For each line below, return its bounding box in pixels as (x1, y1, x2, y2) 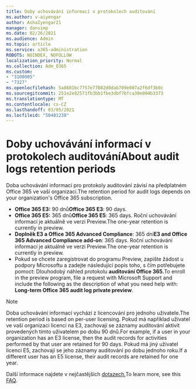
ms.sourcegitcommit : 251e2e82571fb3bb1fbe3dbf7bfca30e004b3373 (6, 90, 164, 96)
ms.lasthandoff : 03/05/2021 (6, 107, 75, 113)
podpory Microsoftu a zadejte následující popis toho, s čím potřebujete (14, 262, 185, 269)
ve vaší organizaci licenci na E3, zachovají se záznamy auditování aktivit (6, 322, 180, 329)
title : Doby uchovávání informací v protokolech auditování (6, 8, 156, 15)
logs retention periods (6, 163, 116, 176)
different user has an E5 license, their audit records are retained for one (6, 353, 178, 360)
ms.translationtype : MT (6, 96, 64, 102)
